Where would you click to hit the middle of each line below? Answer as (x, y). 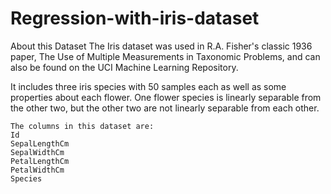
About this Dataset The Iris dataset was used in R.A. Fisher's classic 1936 (161, 46)
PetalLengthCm (40, 161)
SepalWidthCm (37, 152)
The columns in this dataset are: (82, 126)
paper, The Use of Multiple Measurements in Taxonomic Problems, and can (165, 56)
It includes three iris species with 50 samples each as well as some (148, 86)
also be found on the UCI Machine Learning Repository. (124, 67)
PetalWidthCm (37, 170)
